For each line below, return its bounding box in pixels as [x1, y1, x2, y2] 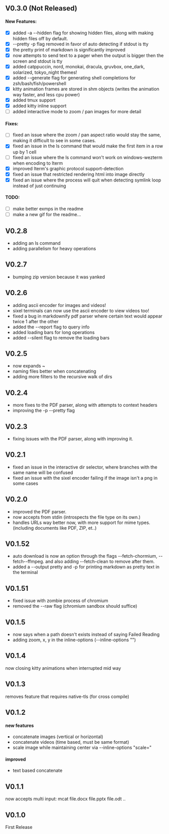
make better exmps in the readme [12, 206, 83, 212]
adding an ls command [12, 240, 61, 246]
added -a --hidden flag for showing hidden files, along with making [12, 30, 154, 36]
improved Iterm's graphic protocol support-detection [12, 165, 124, 171]
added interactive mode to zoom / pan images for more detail [12, 109, 142, 115]
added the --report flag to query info [12, 324, 90, 330]
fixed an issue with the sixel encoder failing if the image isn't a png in [12, 475, 158, 481]
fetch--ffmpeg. [12, 558, 44, 565]
